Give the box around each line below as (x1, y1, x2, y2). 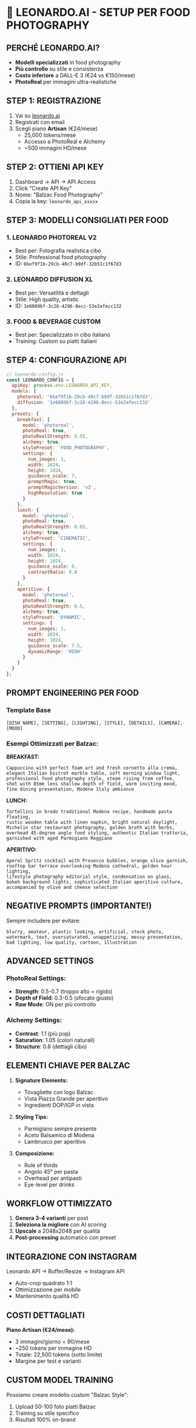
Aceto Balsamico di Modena (24, 1131, 95, 1138)
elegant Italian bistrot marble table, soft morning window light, (6, 770, 181, 776)
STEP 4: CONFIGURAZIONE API (6, 355, 127, 366)
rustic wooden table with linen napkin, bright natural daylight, (6, 819, 178, 825)
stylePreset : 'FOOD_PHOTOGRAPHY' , (22, 445, 110, 451)
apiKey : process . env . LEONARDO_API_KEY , (12, 383, 113, 389)
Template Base (6, 706, 52, 714)
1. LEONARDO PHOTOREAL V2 (6, 233, 97, 242)
